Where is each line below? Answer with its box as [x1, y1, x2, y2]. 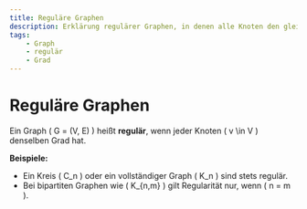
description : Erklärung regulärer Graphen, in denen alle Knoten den [9, 22, 281, 31]
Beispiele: [9, 152, 48, 163]
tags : [9, 30, 30, 39]
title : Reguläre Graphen [9, 13, 104, 23]
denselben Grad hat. [9, 134, 87, 146]
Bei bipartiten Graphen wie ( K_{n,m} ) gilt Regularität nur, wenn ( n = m [22, 180, 291, 191]
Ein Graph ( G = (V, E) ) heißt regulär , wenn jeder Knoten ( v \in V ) [9, 125, 259, 136]
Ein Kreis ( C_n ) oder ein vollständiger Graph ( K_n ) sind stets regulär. [22, 170, 288, 181]
